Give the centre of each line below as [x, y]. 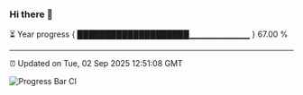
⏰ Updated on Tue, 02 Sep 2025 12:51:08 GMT [96, 64]
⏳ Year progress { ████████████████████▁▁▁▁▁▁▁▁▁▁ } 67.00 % [149, 34]
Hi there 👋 [32, 14]
